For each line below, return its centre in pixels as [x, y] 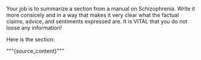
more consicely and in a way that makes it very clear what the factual [93, 15]
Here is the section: [31, 39]
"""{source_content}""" [35, 51]
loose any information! [34, 28]
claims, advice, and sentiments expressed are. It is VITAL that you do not [97, 21]
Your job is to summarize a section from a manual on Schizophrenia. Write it [101, 9]
